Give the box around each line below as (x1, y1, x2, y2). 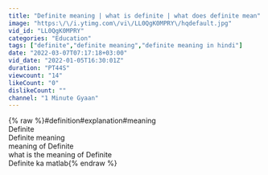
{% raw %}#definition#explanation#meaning (8, 116, 157, 125)
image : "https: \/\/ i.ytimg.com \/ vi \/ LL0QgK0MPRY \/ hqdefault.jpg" (8, 19, 232, 27)
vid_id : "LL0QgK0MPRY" (8, 26, 85, 35)
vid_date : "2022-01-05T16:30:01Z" (8, 57, 125, 65)
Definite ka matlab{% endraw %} (8, 158, 118, 169)
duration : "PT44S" (8, 64, 70, 72)
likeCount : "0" (8, 79, 60, 87)
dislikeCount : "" (8, 86, 67, 95)
